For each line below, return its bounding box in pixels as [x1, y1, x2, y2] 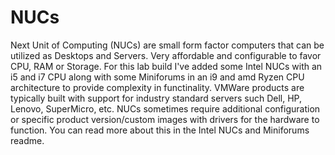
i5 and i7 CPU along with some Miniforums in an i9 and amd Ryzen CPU [10, 71, 305, 83]
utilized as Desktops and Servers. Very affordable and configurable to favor [10, 49, 322, 61]
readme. [10, 134, 45, 146]
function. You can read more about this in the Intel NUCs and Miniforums [10, 124, 310, 136]
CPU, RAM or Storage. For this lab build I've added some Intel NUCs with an [10, 60, 323, 72]
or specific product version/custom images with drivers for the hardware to [10, 113, 320, 125]
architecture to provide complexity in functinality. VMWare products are [10, 81, 305, 93]
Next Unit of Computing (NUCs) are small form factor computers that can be [10, 39, 325, 51]
